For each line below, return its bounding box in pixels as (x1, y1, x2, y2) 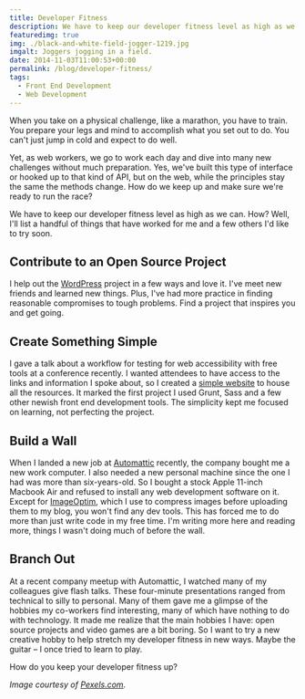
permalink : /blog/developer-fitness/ (9, 65, 153, 74)
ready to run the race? (9, 191, 93, 202)
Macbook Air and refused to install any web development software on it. (9, 485, 280, 497)
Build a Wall (9, 433, 77, 448)
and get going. (9, 308, 65, 318)
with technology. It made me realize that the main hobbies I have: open (9, 614, 275, 625)
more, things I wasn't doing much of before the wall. (9, 525, 206, 536)
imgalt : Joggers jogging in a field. (9, 47, 153, 57)
